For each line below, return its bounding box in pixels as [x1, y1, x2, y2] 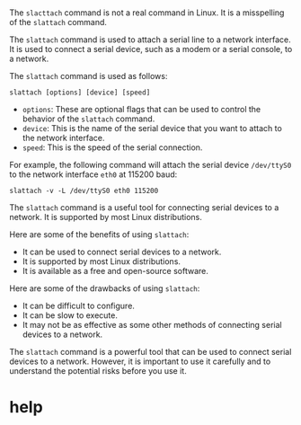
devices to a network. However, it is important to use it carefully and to [9, 356, 271, 367]
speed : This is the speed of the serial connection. [22, 142, 203, 153]
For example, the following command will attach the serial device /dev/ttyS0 [9, 160, 292, 171]
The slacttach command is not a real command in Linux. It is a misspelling [9, 7, 285, 18]
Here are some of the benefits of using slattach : [9, 229, 190, 240]
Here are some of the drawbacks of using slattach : [9, 283, 200, 294]
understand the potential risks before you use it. [9, 366, 187, 376]
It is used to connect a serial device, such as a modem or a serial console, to [9, 44, 293, 55]
